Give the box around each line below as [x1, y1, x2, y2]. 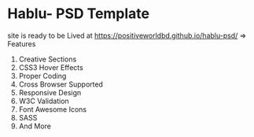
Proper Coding [18, 71, 67, 80]
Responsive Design [18, 87, 82, 97]
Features [7, 39, 36, 48]
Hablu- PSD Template [7, 5, 150, 23]
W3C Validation [18, 96, 70, 106]
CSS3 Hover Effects [18, 62, 83, 72]
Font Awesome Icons [18, 104, 87, 114]
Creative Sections [18, 54, 77, 64]
